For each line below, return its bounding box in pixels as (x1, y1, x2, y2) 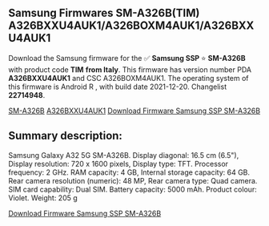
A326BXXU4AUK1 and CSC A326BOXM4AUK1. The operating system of (8, 73, 250, 83)
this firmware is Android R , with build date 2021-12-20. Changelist (8, 82, 227, 91)
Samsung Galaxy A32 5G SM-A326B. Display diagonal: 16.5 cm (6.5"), (8, 150, 239, 159)
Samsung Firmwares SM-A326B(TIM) (8, 6, 200, 20)
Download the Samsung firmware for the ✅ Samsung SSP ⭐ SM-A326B (8, 53, 246, 63)
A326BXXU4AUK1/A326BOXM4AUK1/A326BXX (8, 19, 255, 33)
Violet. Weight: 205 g (8, 192, 78, 203)
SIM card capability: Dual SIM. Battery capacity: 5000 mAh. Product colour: (8, 184, 258, 194)
